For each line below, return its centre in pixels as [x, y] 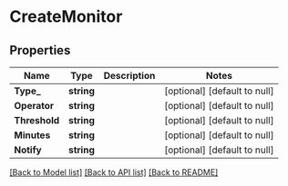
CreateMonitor [66, 17]
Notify [28, 150]
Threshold [37, 120]
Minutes [32, 135]
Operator [34, 106]
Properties [40, 50]
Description [129, 76]
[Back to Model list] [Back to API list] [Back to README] [114, 172]
